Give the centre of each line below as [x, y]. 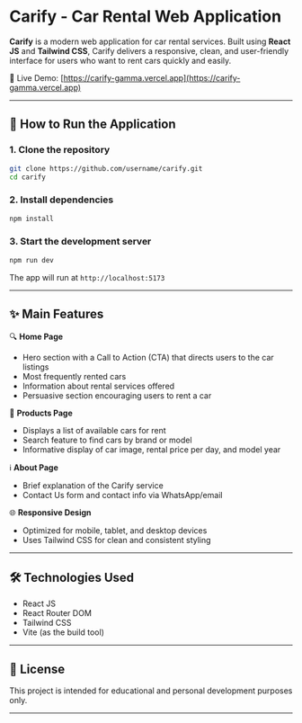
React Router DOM [57, 613]
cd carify [28, 177]
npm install [31, 219]
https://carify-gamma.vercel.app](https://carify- [152, 77]
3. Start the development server [80, 242]
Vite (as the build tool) [63, 632]
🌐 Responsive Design [50, 512]
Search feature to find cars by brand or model [107, 440]
